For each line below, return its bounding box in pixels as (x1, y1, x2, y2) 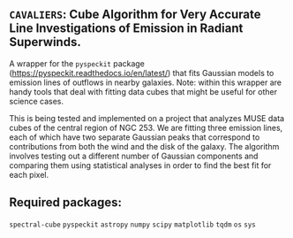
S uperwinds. (9, 35, 81, 50)
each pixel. (9, 169, 49, 180)
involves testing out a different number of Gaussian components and (9, 150, 259, 161)
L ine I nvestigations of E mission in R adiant (9, 21, 244, 36)
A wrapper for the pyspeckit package (9, 58, 146, 69)
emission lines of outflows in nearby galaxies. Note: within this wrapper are (9, 77, 282, 88)
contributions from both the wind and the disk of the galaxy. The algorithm (9, 141, 280, 151)
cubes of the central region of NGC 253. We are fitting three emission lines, (9, 122, 283, 133)
